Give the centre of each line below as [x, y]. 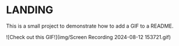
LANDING [30, 10]
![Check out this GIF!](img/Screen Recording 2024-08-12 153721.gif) [89, 37]
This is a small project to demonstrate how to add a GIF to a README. [90, 26]
